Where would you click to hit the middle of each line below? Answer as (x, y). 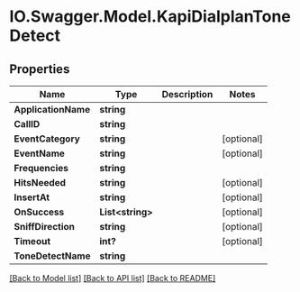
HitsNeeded (40, 182)
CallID (27, 124)
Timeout (32, 241)
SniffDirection (44, 227)
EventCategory (47, 139)
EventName (40, 153)
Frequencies (41, 168)
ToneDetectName (52, 256)
